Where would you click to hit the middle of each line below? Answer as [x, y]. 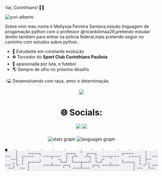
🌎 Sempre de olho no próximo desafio [50, 69]
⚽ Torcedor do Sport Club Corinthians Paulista [60, 57]
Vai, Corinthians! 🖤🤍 [25, 8]
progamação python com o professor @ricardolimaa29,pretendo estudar [78, 31]
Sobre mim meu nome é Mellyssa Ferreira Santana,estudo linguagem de [77, 26]
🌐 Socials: [81, 113]
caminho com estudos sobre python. [42, 42]
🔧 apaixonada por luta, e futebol [44, 64]
